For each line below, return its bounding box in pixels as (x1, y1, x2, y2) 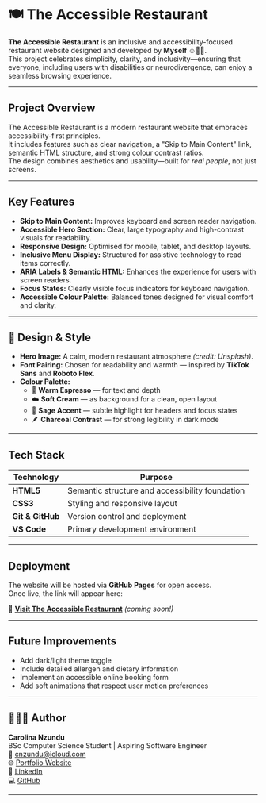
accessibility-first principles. (8, 131, 101, 140)
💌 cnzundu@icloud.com (8, 749, 86, 759)
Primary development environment (66, 524, 196, 535)
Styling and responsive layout (66, 498, 178, 509)
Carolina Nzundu (8, 732, 65, 742)
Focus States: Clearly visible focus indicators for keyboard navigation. (19, 283, 250, 293)
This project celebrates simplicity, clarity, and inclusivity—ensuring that (8, 54, 241, 63)
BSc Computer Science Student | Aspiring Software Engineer (8, 740, 207, 750)
